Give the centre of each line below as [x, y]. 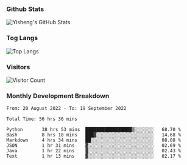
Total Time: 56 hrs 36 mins [42, 119]
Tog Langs [22, 38]
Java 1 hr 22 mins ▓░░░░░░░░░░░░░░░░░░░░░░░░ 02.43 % [94, 151]
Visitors [18, 67]
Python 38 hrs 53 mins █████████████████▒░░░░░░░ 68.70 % [94, 130]
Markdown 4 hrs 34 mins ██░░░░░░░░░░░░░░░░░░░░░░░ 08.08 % [94, 140]
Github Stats [25, 9]
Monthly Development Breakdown [58, 96]
